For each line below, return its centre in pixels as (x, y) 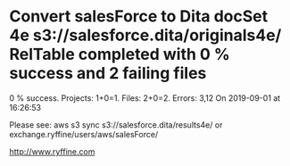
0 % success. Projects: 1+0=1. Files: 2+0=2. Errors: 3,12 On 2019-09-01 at (145, 98)
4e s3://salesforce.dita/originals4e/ (145, 35)
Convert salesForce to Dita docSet (139, 17)
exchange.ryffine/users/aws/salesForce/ (84, 134)
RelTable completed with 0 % (120, 54)
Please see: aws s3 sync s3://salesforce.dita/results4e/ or (116, 124)
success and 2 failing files (108, 74)
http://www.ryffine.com (52, 151)
